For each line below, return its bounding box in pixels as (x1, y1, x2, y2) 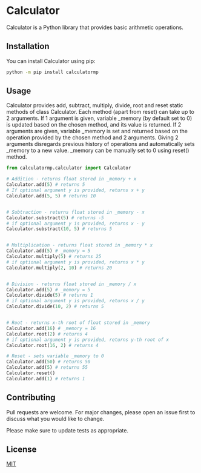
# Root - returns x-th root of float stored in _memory (6, 320, 150, 326)
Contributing (6, 392, 56, 403)
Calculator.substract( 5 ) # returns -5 (6, 214, 104, 221)
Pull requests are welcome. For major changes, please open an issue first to (6, 408, 196, 415)
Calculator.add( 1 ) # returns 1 (6, 375, 85, 382)
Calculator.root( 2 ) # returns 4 (6, 331, 88, 337)
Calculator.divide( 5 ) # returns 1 (6, 292, 94, 299)
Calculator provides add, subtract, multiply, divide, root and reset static (6, 102, 183, 109)
